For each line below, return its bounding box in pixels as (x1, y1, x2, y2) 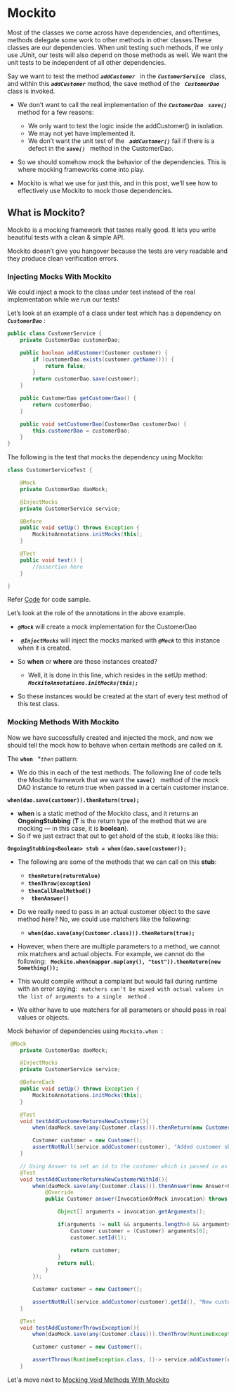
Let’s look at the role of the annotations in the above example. (7, 609, 185, 617)
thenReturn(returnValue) (27, 872, 101, 879)
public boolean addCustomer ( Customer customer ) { (20, 349, 169, 357)
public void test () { (20, 557, 83, 564)
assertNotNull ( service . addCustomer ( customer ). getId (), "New (32, 1298, 212, 1305)
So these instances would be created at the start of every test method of (17, 692, 228, 700)
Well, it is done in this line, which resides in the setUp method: (27, 671, 208, 679)
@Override (44, 1189, 74, 1196)
